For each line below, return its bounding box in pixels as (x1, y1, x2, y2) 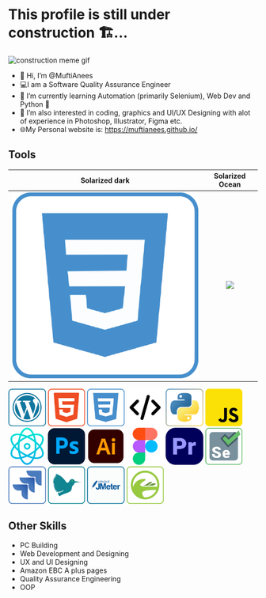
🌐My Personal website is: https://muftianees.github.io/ (19, 124, 198, 134)
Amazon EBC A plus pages (19, 566, 108, 575)
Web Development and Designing (19, 548, 129, 558)
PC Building (19, 540, 58, 550)
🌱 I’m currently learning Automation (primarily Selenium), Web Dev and (19, 91, 251, 100)
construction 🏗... (8, 24, 128, 42)
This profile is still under (8, 6, 171, 24)
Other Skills (8, 520, 67, 533)
